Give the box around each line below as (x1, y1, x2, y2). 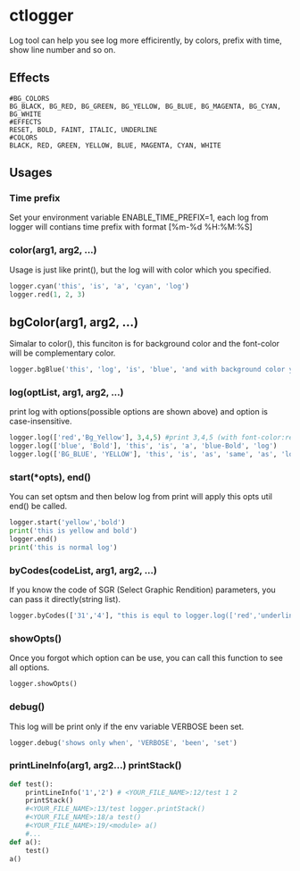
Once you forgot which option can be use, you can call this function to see (9, 653, 284, 664)
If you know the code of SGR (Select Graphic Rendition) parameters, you (9, 584, 277, 595)
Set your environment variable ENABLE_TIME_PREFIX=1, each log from (9, 212, 270, 223)
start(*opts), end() (9, 471, 91, 483)
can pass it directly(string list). (9, 594, 121, 605)
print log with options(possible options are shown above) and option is (9, 406, 268, 417)
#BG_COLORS (9, 94, 50, 103)
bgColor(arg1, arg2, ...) (9, 314, 138, 330)
